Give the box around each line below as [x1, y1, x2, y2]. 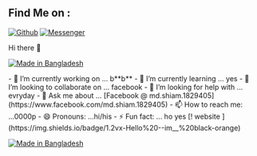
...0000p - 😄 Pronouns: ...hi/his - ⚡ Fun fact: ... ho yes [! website [8, 111, 221, 121]
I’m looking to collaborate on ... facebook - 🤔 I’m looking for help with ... [8, 82, 243, 92]
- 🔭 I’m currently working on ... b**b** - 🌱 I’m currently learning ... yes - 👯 [8, 73, 250, 83]
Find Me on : [8, 6, 71, 20]
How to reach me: [184, 99, 243, 109]
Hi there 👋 [8, 43, 42, 53]
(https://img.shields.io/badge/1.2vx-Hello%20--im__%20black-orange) [8, 123, 241, 132]
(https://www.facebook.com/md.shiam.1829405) [8, 99, 168, 109]
